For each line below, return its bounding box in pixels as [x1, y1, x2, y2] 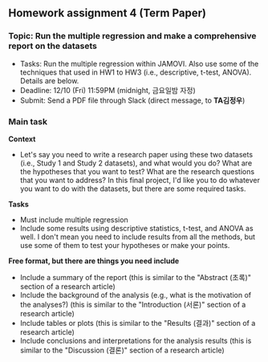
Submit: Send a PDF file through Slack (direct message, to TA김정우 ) [19, 96, 246, 105]
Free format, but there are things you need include [8, 256, 180, 266]
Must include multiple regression [19, 214, 128, 224]
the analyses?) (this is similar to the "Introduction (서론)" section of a [19, 299, 246, 309]
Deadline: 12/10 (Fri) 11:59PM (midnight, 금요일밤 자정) [19, 85, 197, 95]
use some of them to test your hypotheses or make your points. [19, 240, 230, 250]
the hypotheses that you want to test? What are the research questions [19, 166, 255, 176]
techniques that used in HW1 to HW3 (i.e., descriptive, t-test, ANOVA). [19, 67, 252, 77]
